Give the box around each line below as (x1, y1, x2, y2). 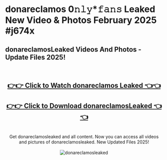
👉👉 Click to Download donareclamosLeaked (6, 101, 152, 110)
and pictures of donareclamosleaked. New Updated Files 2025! (19, 139, 149, 145)
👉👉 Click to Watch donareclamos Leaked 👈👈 (7, 81, 161, 90)
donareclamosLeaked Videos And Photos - (5, 45, 141, 54)
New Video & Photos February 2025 (5, 15, 157, 26)
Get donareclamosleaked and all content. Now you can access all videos (9, 134, 159, 140)
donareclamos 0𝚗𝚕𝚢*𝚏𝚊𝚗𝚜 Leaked (5, 4, 155, 15)
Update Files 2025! (5, 53, 66, 61)
